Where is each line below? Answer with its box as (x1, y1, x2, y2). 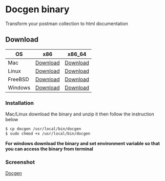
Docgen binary (5, 4, 70, 15)
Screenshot (5, 159, 35, 166)
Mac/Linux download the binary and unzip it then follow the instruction (5, 111, 155, 117)
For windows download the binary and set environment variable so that (5, 140, 160, 146)
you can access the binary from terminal (5, 146, 93, 152)
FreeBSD (8, 76, 29, 83)
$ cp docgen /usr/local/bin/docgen (5, 126, 81, 131)
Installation (5, 99, 34, 106)
